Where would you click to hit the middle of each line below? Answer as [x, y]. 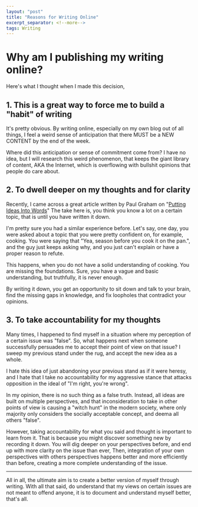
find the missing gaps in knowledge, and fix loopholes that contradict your [96, 295]
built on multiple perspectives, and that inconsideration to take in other [92, 401]
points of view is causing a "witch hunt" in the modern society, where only [96, 407]
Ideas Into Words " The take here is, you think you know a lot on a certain [94, 210]
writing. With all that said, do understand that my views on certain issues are [99, 486]
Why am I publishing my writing [85, 57]
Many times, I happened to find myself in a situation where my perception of [99, 334]
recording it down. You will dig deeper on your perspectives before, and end [99, 444]
